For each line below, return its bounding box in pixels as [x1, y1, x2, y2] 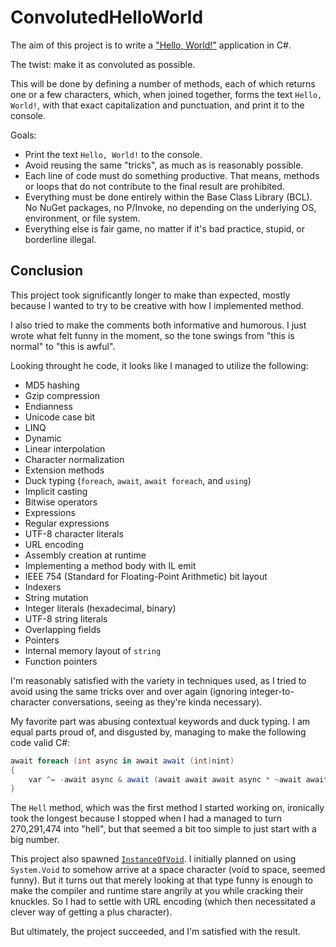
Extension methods [24, 464, 105, 476]
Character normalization [24, 453, 125, 465]
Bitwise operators [24, 496, 98, 508]
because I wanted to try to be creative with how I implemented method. [10, 299, 304, 311]
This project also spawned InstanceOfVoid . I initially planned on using [10, 853, 297, 865]
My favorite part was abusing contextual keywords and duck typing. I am [10, 715, 311, 727]
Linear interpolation [24, 442, 106, 455]
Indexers [24, 581, 62, 593]
